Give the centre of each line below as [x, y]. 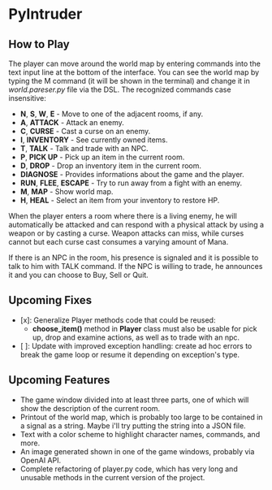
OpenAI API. [41, 460]
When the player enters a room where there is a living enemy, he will [123, 216]
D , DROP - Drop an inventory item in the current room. [110, 166]
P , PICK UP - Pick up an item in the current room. [102, 157]
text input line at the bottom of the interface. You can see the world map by [134, 72]
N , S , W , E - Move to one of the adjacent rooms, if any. [112, 114]
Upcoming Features [59, 380]
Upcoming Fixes [50, 300]
